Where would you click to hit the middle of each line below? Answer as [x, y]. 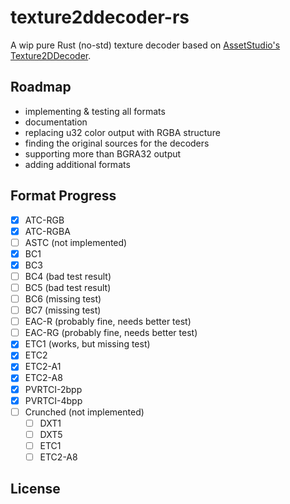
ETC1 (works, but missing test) [87, 344]
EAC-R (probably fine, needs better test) [108, 322]
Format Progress [63, 196]
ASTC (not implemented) [76, 242]
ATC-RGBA [47, 231]
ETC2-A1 [43, 367]
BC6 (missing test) [63, 299]
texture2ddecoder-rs [100, 17]
